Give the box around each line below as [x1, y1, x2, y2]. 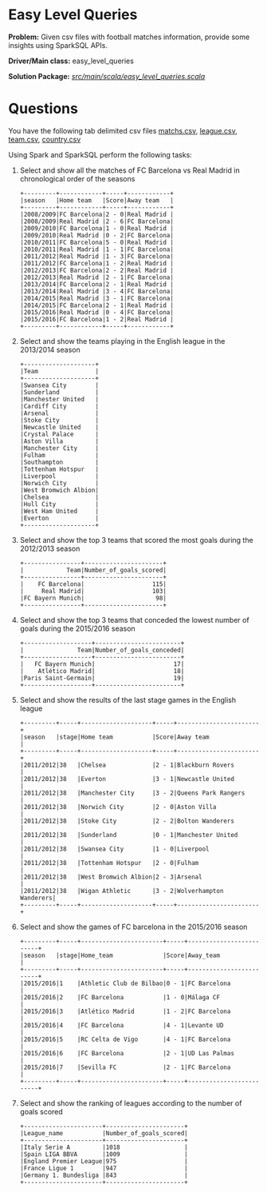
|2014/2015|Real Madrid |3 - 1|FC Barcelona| [19, 294, 174, 302]
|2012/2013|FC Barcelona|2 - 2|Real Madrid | [19, 266, 174, 274]
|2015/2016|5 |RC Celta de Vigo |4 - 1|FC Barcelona [19, 1035, 231, 1043]
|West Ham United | [19, 507, 100, 515]
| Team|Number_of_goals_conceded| [19, 646, 185, 654]
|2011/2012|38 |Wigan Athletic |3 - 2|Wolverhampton [19, 887, 224, 895]
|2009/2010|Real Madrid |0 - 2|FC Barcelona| [19, 231, 174, 239]
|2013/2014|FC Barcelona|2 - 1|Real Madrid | [19, 280, 174, 289]
